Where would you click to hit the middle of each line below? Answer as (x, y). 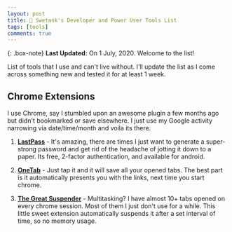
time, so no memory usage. (57, 221)
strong (27, 149)
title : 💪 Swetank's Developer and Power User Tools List (92, 20)
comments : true (29, 33)
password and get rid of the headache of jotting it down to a (124, 149)
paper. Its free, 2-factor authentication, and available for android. (111, 157)
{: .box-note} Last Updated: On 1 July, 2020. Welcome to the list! (101, 53)
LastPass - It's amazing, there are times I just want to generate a (111, 142)
